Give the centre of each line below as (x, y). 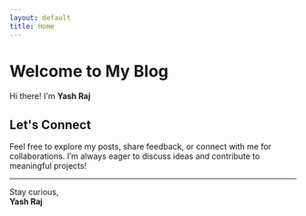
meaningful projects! (48, 166)
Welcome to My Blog (89, 71)
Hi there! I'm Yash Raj (50, 96)
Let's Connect (50, 125)
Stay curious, (34, 192)
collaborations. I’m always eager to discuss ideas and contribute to (135, 156)
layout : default (40, 18)
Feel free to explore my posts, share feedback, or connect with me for (140, 147)
